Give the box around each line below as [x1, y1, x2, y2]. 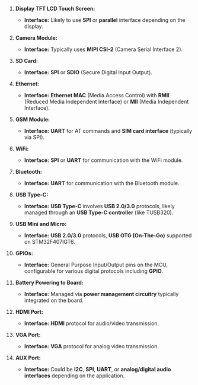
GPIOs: [15, 250, 33, 257]
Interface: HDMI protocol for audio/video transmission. [24, 320, 159, 327]
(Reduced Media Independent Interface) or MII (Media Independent [24, 98, 189, 105]
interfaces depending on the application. [24, 372, 125, 379]
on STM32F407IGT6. [24, 238, 76, 245]
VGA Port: [15, 332, 41, 338]
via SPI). [24, 133, 45, 141]
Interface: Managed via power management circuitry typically [24, 291, 179, 297]
